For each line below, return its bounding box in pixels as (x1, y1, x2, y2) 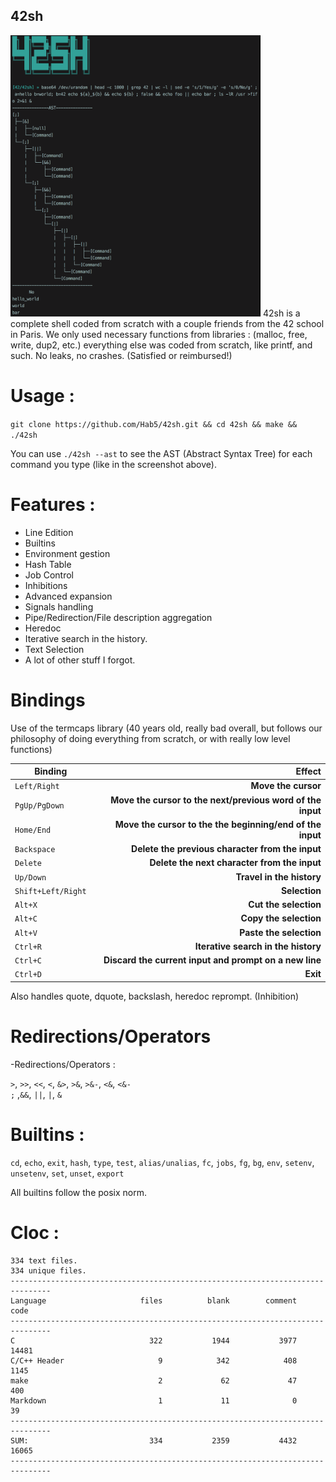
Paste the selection (239, 926, 322, 938)
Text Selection (24, 643, 85, 655)
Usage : (10, 385, 75, 407)
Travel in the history (235, 870, 322, 883)
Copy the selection (240, 912, 322, 924)
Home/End (14, 825, 52, 836)
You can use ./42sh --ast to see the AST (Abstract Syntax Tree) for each (10, 447, 313, 459)
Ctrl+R (14, 942, 42, 952)
